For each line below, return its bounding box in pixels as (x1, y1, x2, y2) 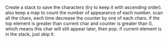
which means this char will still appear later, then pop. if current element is (5, 26, 162, 32)
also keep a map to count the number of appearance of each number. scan (5, 10, 163, 16)
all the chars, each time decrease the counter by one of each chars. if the (5, 15, 160, 21)
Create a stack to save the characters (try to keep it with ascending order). (5, 5, 162, 10)
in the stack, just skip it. (5, 31, 55, 37)
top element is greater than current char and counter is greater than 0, (5, 20, 153, 26)
